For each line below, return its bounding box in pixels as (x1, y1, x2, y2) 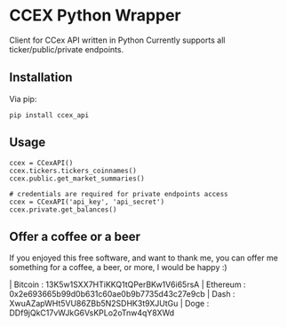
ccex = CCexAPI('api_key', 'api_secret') (9, 197, 165, 206)
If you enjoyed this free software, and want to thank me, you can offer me (9, 252, 278, 263)
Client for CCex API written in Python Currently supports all (9, 35, 226, 45)
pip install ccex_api (9, 110, 90, 120)
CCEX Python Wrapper (9, 5, 181, 26)
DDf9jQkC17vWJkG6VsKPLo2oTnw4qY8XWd (9, 307, 175, 318)
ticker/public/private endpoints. (9, 44, 124, 54)
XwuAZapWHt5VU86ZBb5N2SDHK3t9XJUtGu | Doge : (9, 299, 210, 309)
